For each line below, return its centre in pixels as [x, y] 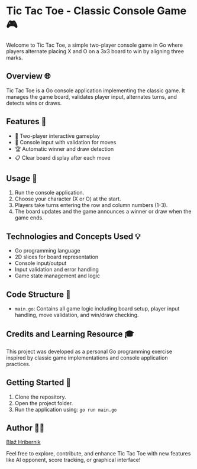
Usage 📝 [22, 178]
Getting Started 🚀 [39, 383]
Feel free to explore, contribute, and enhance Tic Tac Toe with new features [98, 454]
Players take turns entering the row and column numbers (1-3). [91, 205]
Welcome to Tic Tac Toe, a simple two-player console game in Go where [95, 45]
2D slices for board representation [56, 257]
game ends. [29, 218]
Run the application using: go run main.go [66, 409]
